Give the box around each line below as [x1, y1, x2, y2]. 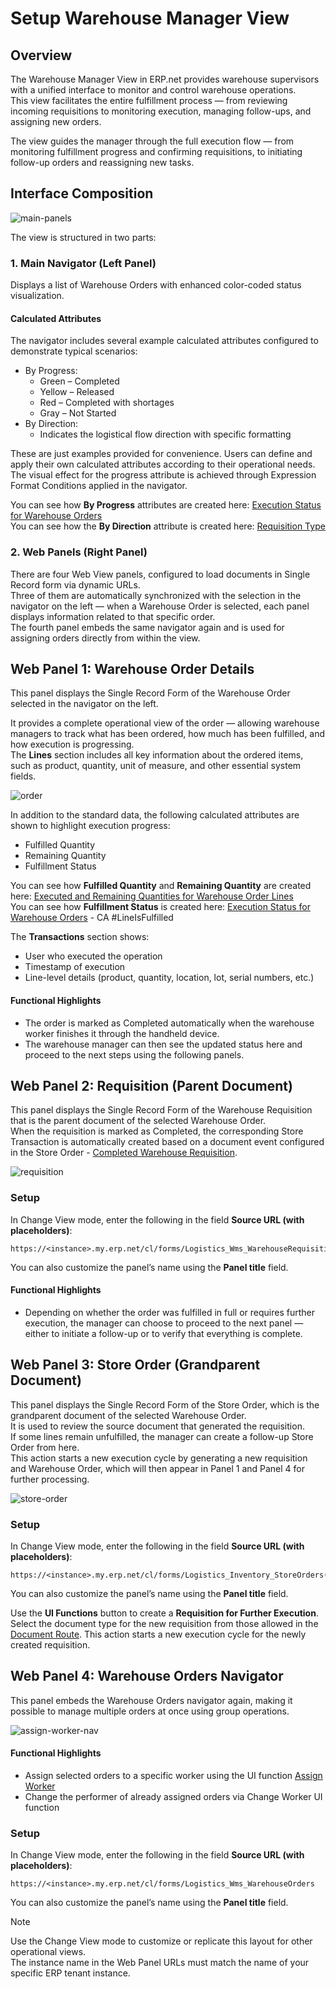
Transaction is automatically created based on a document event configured [10, 1136, 325, 1148]
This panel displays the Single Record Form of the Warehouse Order [10, 687, 291, 699]
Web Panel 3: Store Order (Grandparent [10, 1357, 261, 1374]
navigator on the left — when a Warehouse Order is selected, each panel [10, 600, 310, 612]
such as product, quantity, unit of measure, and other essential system [10, 760, 302, 772]
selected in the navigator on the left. [10, 698, 159, 710]
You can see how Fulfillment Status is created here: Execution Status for [10, 901, 311, 913]
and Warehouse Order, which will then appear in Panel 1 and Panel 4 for [10, 1462, 306, 1474]
